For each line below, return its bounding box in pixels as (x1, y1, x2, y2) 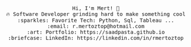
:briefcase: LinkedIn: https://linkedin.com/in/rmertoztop (7, 35, 184, 41)
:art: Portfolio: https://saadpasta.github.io (26, 29, 165, 35)
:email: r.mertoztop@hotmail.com (47, 23, 145, 29)
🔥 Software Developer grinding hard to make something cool (5, 11, 186, 17)
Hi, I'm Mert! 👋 (72, 5, 120, 11)
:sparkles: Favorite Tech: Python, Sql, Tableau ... (17, 17, 174, 23)
